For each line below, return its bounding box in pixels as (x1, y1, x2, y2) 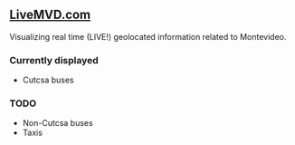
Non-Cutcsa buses (22, 118, 93, 129)
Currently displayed (9, 53, 100, 66)
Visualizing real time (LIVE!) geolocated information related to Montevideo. (9, 31, 287, 42)
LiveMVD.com (9, 7, 91, 23)
